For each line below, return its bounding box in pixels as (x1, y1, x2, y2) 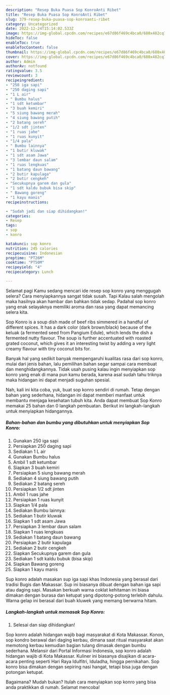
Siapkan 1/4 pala (13, 502, 47, 508)
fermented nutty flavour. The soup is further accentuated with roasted (6, 335, 151, 341)
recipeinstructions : (6, 200, 49, 205)
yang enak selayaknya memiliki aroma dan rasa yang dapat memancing (6, 304, 154, 310)
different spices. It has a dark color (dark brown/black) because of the (6, 324, 152, 330)
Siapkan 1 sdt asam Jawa (13, 518, 66, 524)
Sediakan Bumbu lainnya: (13, 507, 66, 513)
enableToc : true (6, 40, 40, 45)
